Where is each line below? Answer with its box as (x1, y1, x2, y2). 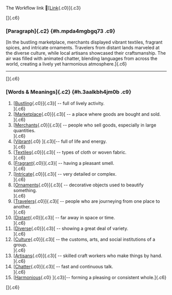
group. (13, 241, 28, 248)
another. (13, 203, 31, 209)
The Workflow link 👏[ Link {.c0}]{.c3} (6, 5, 81, 11)
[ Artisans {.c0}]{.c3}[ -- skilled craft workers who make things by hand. (13, 252, 163, 259)
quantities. (13, 127, 36, 133)
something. (13, 187, 37, 193)
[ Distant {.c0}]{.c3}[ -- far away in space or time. (13, 214, 115, 220)
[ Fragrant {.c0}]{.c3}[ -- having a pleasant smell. (13, 160, 114, 166)
